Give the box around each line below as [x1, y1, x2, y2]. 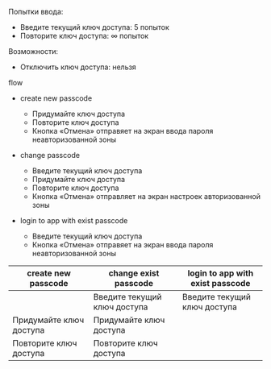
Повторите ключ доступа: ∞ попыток [19, 31, 149, 40]
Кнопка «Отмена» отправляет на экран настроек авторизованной [31, 192, 261, 201]
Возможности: [8, 47, 59, 56]
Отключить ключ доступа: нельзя [19, 62, 137, 72]
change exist [108, 267, 160, 279]
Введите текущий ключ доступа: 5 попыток [19, 23, 169, 31]
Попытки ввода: [8, 7, 64, 16]
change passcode [19, 151, 81, 160]
